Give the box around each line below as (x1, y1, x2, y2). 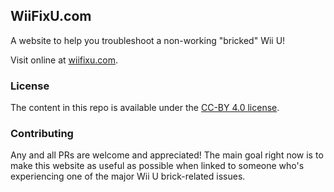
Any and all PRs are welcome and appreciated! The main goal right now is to (10, 149, 324, 161)
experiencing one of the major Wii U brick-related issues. (10, 170, 246, 183)
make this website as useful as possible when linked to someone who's (10, 160, 305, 172)
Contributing (10, 127, 74, 141)
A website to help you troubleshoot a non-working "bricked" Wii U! (10, 34, 286, 46)
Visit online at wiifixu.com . (10, 54, 119, 66)
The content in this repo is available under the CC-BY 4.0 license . (10, 102, 280, 114)
